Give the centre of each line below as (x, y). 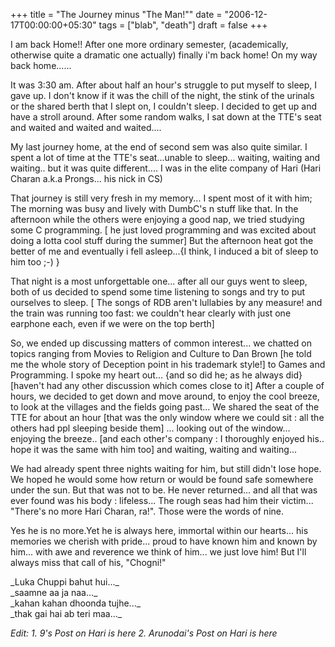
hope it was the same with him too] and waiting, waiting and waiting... (154, 449)
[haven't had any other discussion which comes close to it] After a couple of (167, 385)
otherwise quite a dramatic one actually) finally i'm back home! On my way (164, 55)
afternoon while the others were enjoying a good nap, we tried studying (157, 219)
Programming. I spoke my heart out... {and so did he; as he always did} (156, 375)
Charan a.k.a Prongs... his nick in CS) (86, 178)
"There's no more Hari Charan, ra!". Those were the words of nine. (147, 511)
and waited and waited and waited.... (86, 127)
